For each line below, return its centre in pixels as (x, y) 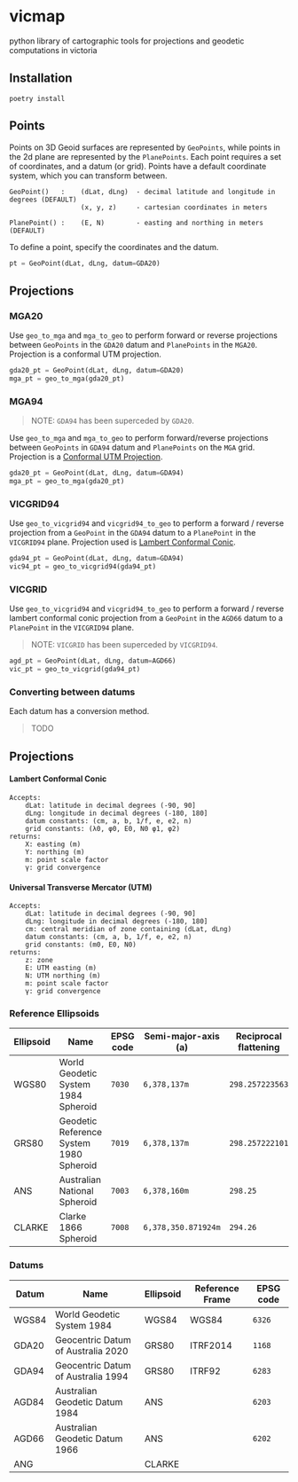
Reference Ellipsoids (55, 1014)
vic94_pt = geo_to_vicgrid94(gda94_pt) (83, 567)
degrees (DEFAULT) (43, 200)
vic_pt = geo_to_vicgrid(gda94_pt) (75, 670)
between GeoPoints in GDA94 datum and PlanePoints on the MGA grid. (132, 447)
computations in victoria (53, 50)
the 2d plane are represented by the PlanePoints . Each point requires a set (145, 156)
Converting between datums (72, 692)
